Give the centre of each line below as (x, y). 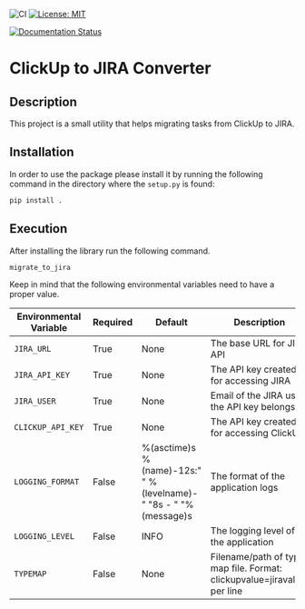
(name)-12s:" (172, 471)
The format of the (248, 476)
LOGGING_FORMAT (47, 482)
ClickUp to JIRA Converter (110, 69)
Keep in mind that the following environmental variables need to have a (142, 285)
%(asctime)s (169, 448)
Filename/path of (246, 557)
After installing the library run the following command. (110, 251)
